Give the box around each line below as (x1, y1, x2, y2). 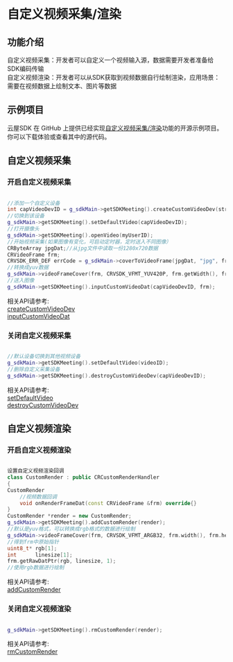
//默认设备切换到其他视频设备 (7, 353, 81, 360)
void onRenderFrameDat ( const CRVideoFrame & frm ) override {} (19, 500, 197, 507)
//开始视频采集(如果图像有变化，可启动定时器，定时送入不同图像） (7, 238, 172, 245)
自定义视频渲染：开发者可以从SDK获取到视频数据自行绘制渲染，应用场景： (7, 74, 221, 81)
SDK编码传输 (7, 65, 44, 73)
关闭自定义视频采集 (7, 330, 71, 340)
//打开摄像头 (7, 226, 40, 232)
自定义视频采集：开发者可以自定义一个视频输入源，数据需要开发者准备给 (7, 56, 214, 64)
